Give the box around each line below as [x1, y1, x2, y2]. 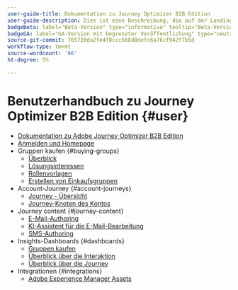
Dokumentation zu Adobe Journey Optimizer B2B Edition [17, 132, 184, 140]
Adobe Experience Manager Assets [28, 274, 132, 283]
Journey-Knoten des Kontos [28, 199, 111, 207]
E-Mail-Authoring [28, 214, 79, 223]
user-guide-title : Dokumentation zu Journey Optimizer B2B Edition [7, 10, 211, 18]
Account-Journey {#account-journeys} [17, 184, 132, 192]
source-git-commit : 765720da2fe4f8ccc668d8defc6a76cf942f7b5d [7, 37, 195, 44]
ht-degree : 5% [7, 57, 50, 64]
